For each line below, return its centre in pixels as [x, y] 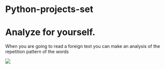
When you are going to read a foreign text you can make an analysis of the [83, 46]
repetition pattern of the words [37, 52]
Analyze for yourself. [50, 32]
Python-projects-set [49, 9]
